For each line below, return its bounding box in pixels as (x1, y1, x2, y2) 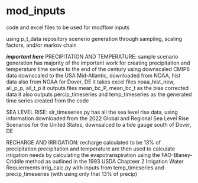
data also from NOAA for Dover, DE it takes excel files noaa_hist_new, (6, 78, 175, 85)
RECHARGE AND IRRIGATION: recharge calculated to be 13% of (6, 139, 161, 146)
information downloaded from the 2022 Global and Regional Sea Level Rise (6, 114, 189, 122)
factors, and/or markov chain (6, 41, 77, 49)
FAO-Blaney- (161, 151, 193, 158)
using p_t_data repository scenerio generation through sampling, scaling (6, 35, 182, 42)
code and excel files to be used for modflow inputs (6, 24, 130, 31)
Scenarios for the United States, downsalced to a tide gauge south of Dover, (6, 121, 191, 128)
